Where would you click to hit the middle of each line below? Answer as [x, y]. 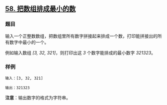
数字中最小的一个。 [29, 42]
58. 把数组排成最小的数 [41, 9]
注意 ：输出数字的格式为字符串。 [38, 98]
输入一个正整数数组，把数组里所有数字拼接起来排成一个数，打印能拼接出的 [81, 36]
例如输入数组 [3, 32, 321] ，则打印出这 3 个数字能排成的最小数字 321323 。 [80, 52]
